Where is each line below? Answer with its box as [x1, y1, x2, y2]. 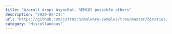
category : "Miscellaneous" [5, 21, 63, 26]
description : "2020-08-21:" [5, 12, 66, 17]
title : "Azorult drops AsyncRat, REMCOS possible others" [5, 7, 132, 12]
